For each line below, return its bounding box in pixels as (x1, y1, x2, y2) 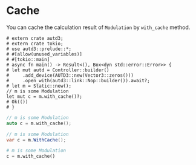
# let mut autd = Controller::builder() (6, 67, 110, 73)
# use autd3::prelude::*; (6, 46, 71, 52)
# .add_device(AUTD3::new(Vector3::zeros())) (6, 72, 134, 79)
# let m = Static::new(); (6, 83, 71, 89)
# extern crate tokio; (6, 40, 64, 47)
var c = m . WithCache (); (6, 137, 67, 143)
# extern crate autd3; (6, 35, 64, 41)
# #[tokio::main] (6, 56, 50, 62)
